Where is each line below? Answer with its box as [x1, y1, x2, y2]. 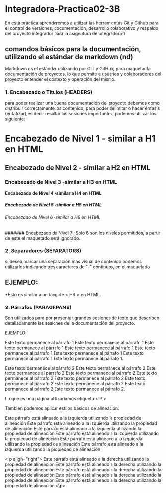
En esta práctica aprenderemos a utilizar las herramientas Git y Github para [5, 20, 159, 26]
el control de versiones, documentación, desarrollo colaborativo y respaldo [5, 25, 159, 31]
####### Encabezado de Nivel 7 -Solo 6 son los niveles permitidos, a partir [5, 230, 161, 236]
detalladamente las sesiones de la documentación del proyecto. [5, 320, 135, 326]
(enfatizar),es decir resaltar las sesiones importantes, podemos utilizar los [5, 111, 157, 117]
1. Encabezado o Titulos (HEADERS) [5, 88, 93, 95]
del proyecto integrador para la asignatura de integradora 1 [5, 30, 125, 36]
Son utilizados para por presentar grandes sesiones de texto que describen [5, 315, 160, 321]
